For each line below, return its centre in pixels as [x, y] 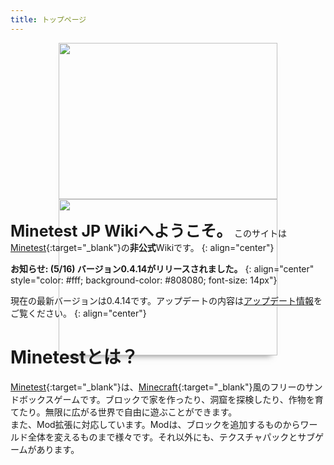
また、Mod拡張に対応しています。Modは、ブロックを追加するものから [155, 424]
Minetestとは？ [74, 357]
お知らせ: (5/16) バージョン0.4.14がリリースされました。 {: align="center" [162, 268]
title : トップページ [48, 19]
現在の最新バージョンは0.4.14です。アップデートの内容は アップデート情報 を [166, 300]
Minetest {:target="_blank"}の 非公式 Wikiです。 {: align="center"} [142, 247]
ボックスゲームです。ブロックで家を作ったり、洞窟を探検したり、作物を [166, 399]
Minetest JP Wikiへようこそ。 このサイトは [149, 231]
